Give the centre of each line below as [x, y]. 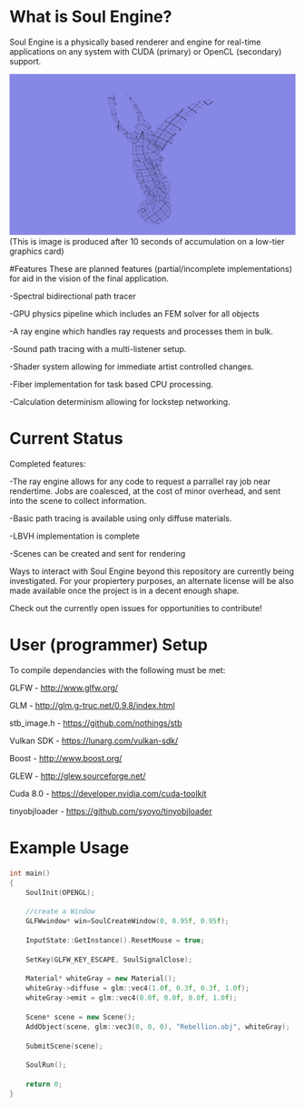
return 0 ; [44, 1084]
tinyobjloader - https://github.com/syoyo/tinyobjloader [111, 810]
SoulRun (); [46, 1065]
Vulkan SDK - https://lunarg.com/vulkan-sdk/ [94, 740]
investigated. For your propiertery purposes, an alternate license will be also [152, 580]
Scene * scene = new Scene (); [81, 1017]
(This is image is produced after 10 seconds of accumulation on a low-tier [147, 241]
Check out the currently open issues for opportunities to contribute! [136, 608]
